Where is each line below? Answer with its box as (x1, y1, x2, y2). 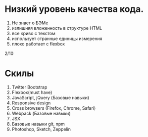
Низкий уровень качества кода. (4, 3, 144, 15)
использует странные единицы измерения (11, 36, 102, 42)
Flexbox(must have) (11, 89, 52, 95)
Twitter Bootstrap (11, 84, 48, 90)
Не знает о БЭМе (11, 20, 49, 26)
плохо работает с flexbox (11, 41, 65, 46)
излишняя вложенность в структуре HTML (11, 25, 102, 31)
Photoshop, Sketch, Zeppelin (11, 126, 71, 132)
